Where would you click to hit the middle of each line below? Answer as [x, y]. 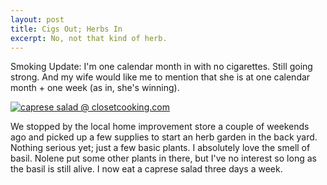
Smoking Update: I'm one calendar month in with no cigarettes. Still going [161, 67]
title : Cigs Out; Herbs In [66, 29]
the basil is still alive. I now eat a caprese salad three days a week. [146, 169]
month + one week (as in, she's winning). [95, 88]
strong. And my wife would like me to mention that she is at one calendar [160, 77]
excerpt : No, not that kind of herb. [89, 38]
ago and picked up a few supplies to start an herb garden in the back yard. [164, 137]
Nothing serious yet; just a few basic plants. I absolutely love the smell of [160, 148]
